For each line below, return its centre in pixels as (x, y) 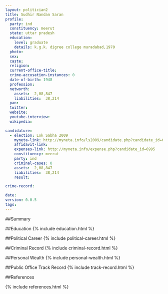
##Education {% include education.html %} (50, 228)
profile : (14, 19)
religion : (20, 66)
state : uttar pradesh (32, 33)
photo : (16, 52)
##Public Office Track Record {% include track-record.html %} (70, 267)
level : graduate (31, 43)
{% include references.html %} (37, 286)
